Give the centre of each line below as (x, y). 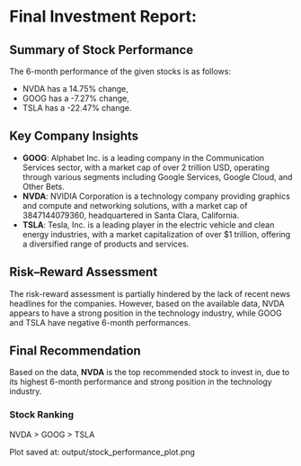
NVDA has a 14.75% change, (75, 89)
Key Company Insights (74, 136)
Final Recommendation (75, 351)
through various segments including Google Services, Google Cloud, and (157, 176)
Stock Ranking (42, 415)
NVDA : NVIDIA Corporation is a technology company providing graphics (156, 196)
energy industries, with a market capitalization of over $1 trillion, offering (156, 234)
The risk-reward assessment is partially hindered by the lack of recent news (150, 293)
